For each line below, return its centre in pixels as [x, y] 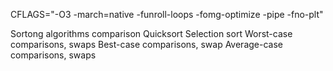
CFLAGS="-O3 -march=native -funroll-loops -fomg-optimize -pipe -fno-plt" [167, 14]
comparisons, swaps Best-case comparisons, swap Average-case [146, 44]
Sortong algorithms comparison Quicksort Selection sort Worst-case [151, 33]
